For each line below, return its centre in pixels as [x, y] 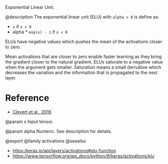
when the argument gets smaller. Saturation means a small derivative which [83, 67]
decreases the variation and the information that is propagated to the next [81, 72]
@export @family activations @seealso [46, 141]
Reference [27, 98]
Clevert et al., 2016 [32, 111]
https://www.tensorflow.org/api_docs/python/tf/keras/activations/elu [83, 156]
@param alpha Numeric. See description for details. [59, 131]
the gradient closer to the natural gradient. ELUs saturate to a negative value [84, 62]
